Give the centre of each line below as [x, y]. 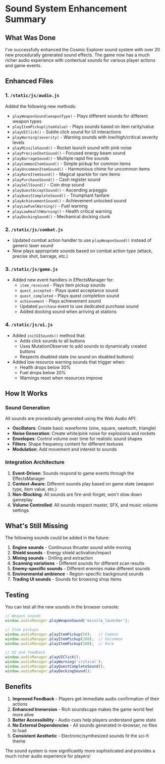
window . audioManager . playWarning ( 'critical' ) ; [54, 662]
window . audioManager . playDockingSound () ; [49, 671]
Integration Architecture [35, 462]
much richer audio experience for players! [48, 756]
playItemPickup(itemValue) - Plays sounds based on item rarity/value [83, 126]
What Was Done [30, 38]
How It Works [27, 393]
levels [18, 142]
